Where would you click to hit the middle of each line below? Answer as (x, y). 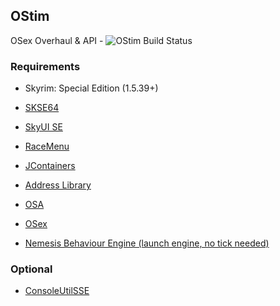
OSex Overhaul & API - (57, 40)
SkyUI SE (43, 127)
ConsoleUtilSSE (57, 291)
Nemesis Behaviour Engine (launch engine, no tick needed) (147, 243)
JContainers (50, 166)
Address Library (58, 185)
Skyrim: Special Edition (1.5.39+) (91, 88)
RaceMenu (47, 146)
